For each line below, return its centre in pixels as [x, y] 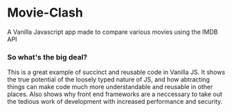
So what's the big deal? [47, 57]
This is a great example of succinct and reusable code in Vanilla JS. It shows [116, 72]
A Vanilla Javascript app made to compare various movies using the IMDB [113, 32]
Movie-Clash [45, 13]
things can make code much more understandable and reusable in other [110, 87]
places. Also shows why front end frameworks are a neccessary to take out [115, 94]
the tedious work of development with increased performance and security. [115, 102]
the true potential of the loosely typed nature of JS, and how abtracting [108, 80]
